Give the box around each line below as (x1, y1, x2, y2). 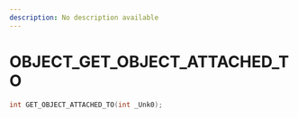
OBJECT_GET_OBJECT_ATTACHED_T (9, 51, 290, 72)
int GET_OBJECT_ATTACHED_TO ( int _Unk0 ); (9, 100, 164, 109)
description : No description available (9, 13, 159, 22)
